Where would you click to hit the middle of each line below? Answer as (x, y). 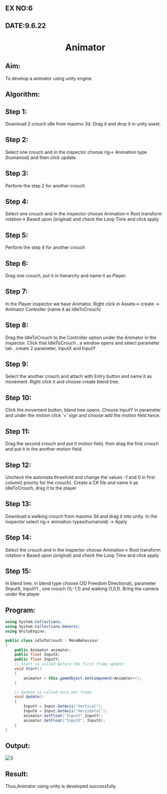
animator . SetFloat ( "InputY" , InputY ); (63, 716)
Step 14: (19, 538)
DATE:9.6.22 (26, 26)
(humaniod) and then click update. (41, 157)
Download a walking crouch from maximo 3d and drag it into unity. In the (81, 516)
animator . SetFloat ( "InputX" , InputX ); (64, 720)
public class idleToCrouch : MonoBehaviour (52, 640)
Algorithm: (23, 94)
